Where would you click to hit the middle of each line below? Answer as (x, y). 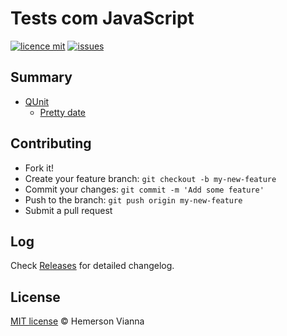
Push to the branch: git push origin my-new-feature (133, 199)
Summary (41, 77)
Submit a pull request (68, 210)
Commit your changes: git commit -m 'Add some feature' (144, 189)
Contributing (51, 143)
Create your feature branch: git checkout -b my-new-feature (150, 178)
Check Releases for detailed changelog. (92, 266)
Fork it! (39, 168)
